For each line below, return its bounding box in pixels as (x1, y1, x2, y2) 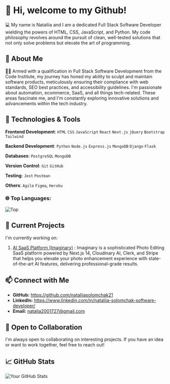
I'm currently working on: (5, 235, 58, 241)
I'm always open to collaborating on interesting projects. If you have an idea (5, 336, 164, 342)
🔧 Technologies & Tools (5, 115, 81, 124)
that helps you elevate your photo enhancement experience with (12, 255, 148, 261)
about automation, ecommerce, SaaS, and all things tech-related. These (5, 89, 156, 95)
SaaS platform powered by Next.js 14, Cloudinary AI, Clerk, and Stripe (12, 250, 158, 256)
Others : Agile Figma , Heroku (5, 182, 63, 188)
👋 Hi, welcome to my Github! (5, 5, 127, 16)
